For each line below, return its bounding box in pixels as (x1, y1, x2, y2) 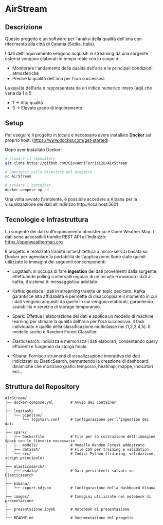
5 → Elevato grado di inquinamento (12, 105, 83, 110)
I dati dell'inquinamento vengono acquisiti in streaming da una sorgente (5, 50, 148, 56)
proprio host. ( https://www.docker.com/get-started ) (5, 137, 109, 143)
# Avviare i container (5, 183, 51, 188)
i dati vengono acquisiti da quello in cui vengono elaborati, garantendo (12, 298, 153, 304)
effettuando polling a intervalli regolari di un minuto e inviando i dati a (12, 273, 151, 279)
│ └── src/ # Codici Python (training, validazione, (5, 451, 156, 456)
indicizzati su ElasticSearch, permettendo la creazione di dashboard (12, 358, 148, 364)
